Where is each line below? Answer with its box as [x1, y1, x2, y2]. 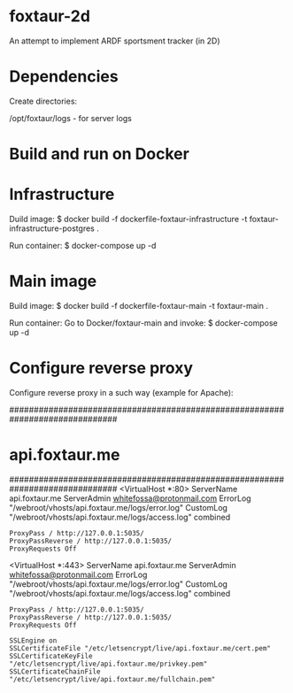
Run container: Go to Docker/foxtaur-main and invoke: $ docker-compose [9, 317, 278, 328]
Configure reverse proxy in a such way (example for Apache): [9, 387, 234, 397]
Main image [9, 272, 97, 291]
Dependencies [9, 66, 119, 87]
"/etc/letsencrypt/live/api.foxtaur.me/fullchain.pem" [9, 674, 216, 683]
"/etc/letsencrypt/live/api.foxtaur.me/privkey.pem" [9, 659, 208, 668]
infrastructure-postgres [9, 223, 95, 234]
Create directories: [9, 96, 78, 106]
